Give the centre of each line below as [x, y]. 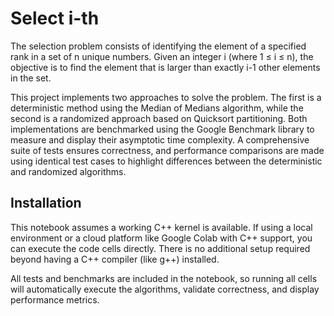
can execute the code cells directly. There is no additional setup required [160, 248]
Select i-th [55, 18]
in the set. [31, 78]
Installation [46, 203]
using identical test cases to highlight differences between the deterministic [166, 161]
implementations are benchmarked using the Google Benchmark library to [162, 129]
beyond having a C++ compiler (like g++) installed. [115, 259]
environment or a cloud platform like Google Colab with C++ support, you [161, 238]
